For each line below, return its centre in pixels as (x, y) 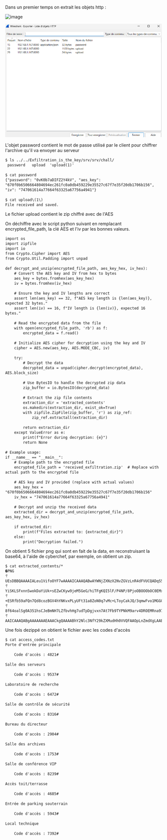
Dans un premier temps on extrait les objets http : (56, 7)
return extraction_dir (46, 427)
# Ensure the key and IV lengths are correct (62, 293)
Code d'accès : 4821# (36, 655)
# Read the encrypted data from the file (57, 323)
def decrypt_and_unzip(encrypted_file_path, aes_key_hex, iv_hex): (77, 268)
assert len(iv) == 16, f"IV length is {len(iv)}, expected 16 (80, 308)
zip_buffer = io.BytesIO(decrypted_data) (67, 388)
